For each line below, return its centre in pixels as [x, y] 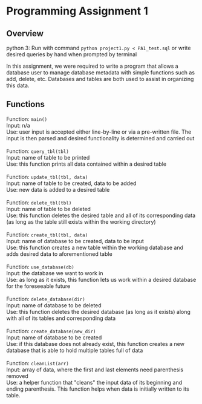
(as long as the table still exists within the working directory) [81, 221]
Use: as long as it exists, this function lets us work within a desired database [101, 279]
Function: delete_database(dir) [46, 299]
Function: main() [27, 119]
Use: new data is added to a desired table [58, 189]
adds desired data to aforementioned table [60, 254]
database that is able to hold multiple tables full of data [75, 350]
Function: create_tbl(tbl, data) [47, 235]
